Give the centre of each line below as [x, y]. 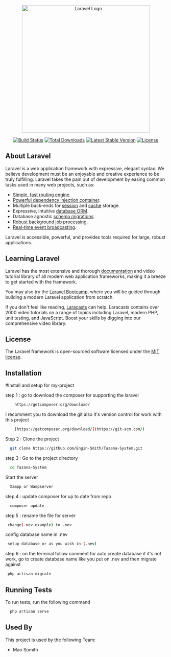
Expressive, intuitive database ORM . [51, 211]
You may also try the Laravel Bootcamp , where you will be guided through [83, 292]
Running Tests [29, 590]
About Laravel [28, 156]
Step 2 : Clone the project [32, 439]
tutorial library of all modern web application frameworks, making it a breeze [86, 276]
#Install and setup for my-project [40, 385]
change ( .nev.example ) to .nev [40, 525]
